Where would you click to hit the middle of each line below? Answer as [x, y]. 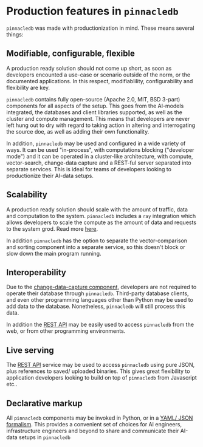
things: [15, 34]
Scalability [27, 195]
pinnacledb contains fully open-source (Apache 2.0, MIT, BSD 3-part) [93, 99]
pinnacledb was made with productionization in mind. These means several [100, 28]
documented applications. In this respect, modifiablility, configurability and [100, 81]
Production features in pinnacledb [92, 11]
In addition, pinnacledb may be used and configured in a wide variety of [96, 143]
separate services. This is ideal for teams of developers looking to [89, 169]
